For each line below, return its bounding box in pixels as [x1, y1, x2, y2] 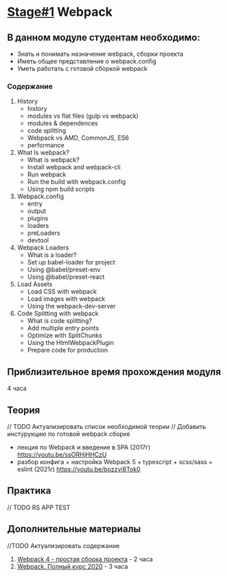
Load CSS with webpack [27, 287, 98, 296]
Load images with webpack [27, 295, 105, 303]
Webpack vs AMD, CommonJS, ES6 [27, 134, 129, 142]
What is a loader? [27, 251, 77, 259]
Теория [7, 404, 41, 416]
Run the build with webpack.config [27, 178, 126, 186]
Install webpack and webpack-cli [27, 163, 121, 171]
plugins [27, 214, 49, 222]
